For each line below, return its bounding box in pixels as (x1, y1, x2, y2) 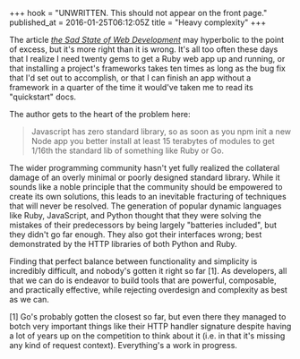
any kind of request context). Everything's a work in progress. (9, 340, 237, 350)
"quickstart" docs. (9, 91, 77, 102)
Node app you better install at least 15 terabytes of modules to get (30, 136, 275, 146)
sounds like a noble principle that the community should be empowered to (9, 182, 283, 192)
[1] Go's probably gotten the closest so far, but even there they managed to (9, 312, 287, 321)
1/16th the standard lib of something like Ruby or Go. (30, 145, 224, 156)
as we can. (9, 295, 49, 304)
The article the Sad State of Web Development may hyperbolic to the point (9, 35, 285, 45)
